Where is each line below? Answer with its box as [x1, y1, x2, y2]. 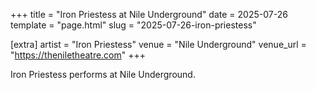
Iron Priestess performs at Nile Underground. [10, 69, 196, 80]
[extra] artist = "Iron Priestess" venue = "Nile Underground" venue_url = [10, 39, 307, 50]
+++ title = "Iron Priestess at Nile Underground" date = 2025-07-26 [10, 9, 288, 20]
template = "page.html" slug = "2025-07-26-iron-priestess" [10, 19, 257, 31]
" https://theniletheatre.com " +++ [10, 49, 147, 61]
